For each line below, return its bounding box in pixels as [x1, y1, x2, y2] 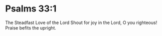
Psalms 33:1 [5, 3, 57, 14]
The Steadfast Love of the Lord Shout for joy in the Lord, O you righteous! [5, 19, 157, 25]
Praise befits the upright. [5, 24, 57, 30]
